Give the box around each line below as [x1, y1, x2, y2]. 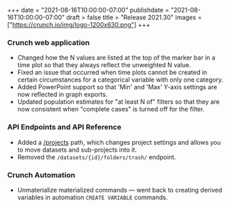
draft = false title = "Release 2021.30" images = [65, 13, 202, 21]
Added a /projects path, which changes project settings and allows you [17, 138, 221, 146]
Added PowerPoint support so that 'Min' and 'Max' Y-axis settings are [17, 83, 217, 91]
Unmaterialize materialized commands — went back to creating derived [17, 186, 222, 194]
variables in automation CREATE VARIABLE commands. [17, 193, 168, 201]
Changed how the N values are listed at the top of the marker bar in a [17, 53, 215, 62]
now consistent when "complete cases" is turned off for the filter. [17, 105, 205, 114]
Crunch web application [7, 37, 90, 47]
